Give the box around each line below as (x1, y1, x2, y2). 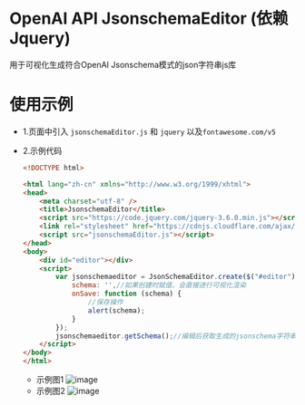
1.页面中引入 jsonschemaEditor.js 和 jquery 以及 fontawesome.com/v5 (22, 126, 277, 137)
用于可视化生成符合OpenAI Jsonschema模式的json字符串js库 (9, 59, 237, 70)
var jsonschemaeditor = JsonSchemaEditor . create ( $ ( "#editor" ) (55, 273, 296, 282)
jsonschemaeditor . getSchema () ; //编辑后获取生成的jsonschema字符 (55, 332, 290, 341)
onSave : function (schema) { (71, 289, 182, 299)
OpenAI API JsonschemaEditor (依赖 (9, 8, 289, 29)
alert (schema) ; (87, 305, 145, 315)
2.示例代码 (22, 145, 63, 156)
